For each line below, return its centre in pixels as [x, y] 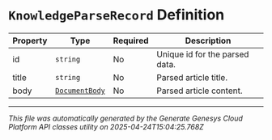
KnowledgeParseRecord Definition [117, 15]
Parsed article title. [192, 77]
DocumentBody [80, 90]
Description [208, 40]
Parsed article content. [200, 91]
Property [30, 40]
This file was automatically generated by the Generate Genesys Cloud [125, 118]
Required [131, 40]
